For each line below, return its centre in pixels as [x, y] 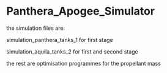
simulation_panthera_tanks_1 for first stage [60, 40]
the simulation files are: [36, 28]
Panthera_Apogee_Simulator [80, 11]
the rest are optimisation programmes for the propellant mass [83, 63]
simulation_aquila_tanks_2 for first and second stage [72, 51]
